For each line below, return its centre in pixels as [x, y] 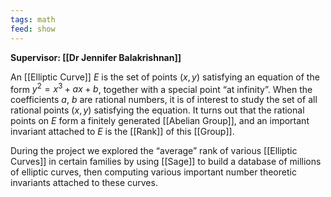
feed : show [33, 29]
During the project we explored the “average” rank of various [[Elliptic [154, 151]
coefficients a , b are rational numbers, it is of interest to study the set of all [164, 100]
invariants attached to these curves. [84, 183]
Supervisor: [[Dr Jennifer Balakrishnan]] [96, 57]
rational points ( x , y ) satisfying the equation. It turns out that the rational [157, 110]
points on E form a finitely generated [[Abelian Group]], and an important [160, 121]
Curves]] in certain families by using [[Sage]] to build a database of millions [166, 162]
